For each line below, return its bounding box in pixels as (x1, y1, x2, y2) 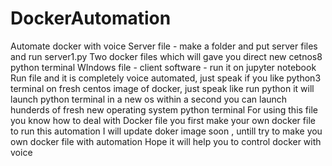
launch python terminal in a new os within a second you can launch (10, 93, 288, 105)
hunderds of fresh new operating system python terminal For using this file (10, 103, 318, 116)
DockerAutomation (10, 7, 172, 30)
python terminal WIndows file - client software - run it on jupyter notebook (10, 61, 317, 73)
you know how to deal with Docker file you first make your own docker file (10, 114, 316, 126)
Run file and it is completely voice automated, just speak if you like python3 (10, 72, 322, 84)
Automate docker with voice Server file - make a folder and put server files (10, 40, 318, 52)
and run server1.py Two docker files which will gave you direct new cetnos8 (10, 50, 323, 62)
